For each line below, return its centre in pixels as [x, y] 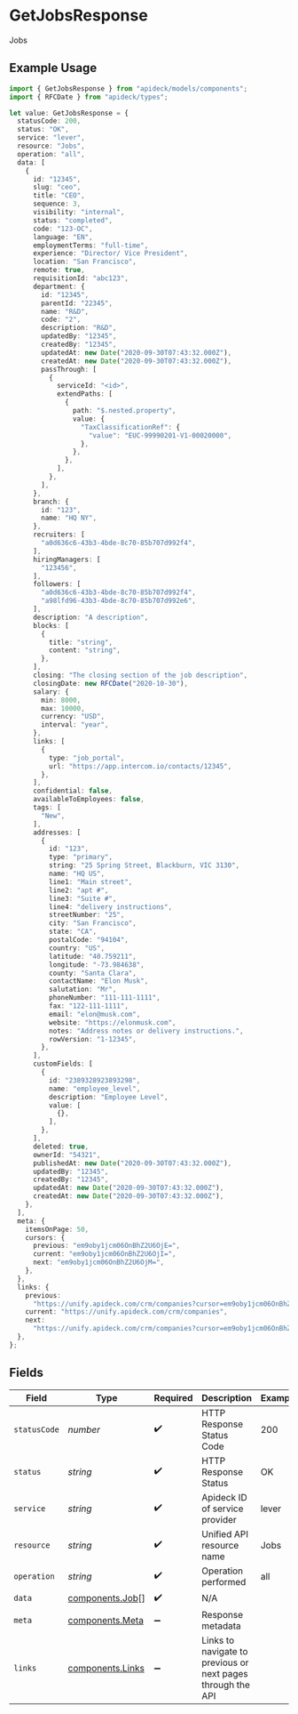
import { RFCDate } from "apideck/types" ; [89, 97]
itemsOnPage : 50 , [57, 1229]
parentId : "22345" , [77, 303]
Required [173, 1397]
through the [226, 1685]
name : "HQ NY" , [69, 518]
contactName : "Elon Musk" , [98, 981]
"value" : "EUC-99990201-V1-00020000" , [160, 435]
